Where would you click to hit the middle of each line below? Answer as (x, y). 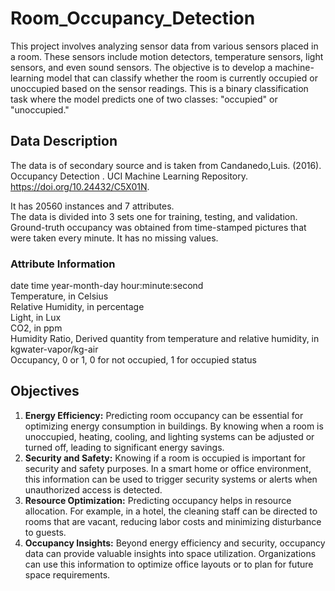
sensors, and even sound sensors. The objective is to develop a (141, 67)
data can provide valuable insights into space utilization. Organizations (170, 553)
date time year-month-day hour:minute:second (107, 286)
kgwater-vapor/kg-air (54, 349)
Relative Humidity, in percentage (77, 307)
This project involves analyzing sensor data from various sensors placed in (164, 46)
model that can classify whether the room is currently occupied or (182, 78)
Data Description (64, 141)
